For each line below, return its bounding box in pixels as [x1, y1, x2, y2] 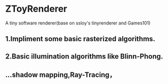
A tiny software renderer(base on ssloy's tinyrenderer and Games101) [5, 20, 151, 26]
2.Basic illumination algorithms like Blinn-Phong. [5, 52, 163, 61]
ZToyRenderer [5, 3, 67, 15]
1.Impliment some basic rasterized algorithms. [5, 35, 155, 43]
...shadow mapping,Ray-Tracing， [5, 71, 116, 79]
